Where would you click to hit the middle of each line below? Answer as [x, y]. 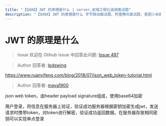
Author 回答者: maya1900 [43, 85]
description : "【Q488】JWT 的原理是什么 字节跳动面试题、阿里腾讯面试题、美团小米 [82, 14]
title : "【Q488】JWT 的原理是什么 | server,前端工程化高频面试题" [68, 10]
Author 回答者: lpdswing [42, 65]
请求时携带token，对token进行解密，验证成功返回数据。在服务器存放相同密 [82, 113]
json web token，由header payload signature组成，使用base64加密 [74, 96]
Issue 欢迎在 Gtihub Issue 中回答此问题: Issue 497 [68, 55]
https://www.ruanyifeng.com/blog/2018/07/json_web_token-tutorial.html [79, 75]
